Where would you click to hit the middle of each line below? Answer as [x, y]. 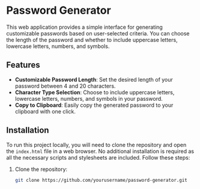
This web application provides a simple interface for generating [85, 27]
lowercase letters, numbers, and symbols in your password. [89, 98]
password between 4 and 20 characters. [65, 86]
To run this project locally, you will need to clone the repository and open [96, 145]
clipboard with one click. [45, 111]
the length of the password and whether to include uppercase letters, [92, 40]
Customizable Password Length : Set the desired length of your [94, 79]
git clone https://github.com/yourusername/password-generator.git [101, 180]
